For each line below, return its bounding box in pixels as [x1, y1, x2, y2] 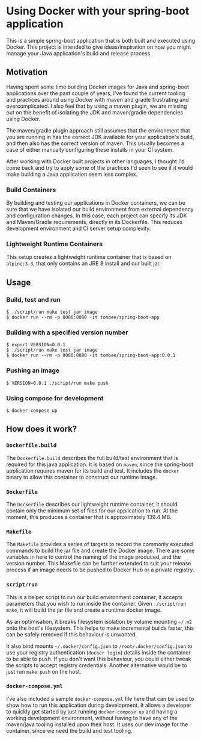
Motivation [6, 67, 48, 78]
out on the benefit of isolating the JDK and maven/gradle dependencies [6, 108, 184, 116]
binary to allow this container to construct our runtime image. [6, 473, 157, 480]
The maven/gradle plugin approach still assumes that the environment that [6, 126, 190, 134]
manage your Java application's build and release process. [6, 49, 152, 57]
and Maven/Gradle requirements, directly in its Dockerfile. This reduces [6, 219, 183, 226]
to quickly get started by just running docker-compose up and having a [6, 707, 178, 715]
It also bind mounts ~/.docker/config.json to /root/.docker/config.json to [6, 642, 193, 650]
